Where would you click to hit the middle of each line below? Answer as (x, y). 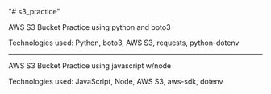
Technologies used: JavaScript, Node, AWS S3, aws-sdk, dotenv (116, 81)
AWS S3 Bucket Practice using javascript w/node (90, 66)
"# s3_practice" (34, 12)
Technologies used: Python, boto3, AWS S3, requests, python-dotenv (124, 43)
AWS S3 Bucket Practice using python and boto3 (90, 27)
